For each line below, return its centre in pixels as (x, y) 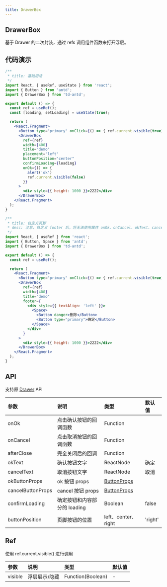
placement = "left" (41, 154)
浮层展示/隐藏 (43, 577)
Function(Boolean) (86, 576)
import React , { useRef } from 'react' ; (48, 237)
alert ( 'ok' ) (40, 172)
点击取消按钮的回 (77, 436)
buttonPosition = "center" (49, 159)
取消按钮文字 (72, 472)
